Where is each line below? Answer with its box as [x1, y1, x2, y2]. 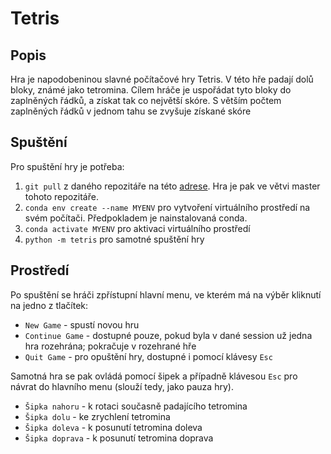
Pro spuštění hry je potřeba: [10, 160, 125, 172]
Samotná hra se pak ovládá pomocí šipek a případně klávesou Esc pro [10, 370, 298, 382]
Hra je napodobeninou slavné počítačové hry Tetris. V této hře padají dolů [10, 73, 314, 85]
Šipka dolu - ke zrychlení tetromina [24, 410, 171, 422]
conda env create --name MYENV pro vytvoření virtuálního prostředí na [24, 201, 311, 213]
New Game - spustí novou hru [24, 318, 140, 331]
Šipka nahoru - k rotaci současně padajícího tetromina [24, 400, 248, 412]
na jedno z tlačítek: [10, 299, 89, 311]
